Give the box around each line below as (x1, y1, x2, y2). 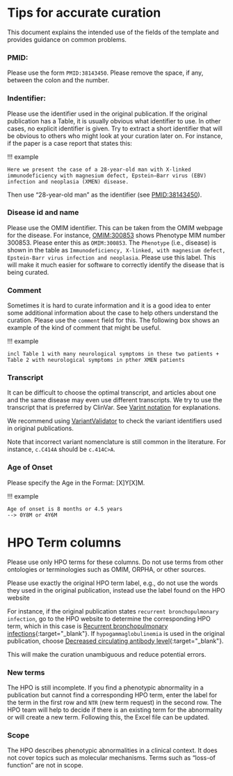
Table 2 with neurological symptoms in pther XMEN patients (7, 357, 186, 364)
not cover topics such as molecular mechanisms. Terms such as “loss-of (7, 754, 216, 762)
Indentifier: (7, 93, 47, 103)
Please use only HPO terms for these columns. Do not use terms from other (7, 558, 224, 566)
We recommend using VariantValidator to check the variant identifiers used (7, 417, 223, 425)
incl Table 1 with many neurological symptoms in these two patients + (7, 351, 219, 358)
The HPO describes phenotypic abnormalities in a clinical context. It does (7, 746, 218, 754)
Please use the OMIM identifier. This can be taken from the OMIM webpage (7, 223, 223, 231)
